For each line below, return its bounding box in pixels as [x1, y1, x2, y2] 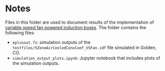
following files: [5, 30, 35, 35]
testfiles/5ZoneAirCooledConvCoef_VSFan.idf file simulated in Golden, [12, 44, 157, 50]
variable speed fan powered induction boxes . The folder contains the [5, 24, 147, 30]
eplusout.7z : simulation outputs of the [12, 39, 91, 45]
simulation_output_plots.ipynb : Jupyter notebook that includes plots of [12, 55, 161, 61]
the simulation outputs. [12, 60, 60, 66]
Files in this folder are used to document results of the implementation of [5, 19, 154, 25]
